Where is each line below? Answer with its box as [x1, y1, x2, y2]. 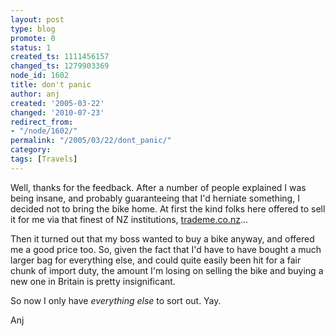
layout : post [10, 14, 65, 25]
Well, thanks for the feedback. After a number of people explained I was [10, 181, 307, 193]
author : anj [10, 89, 60, 99]
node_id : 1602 [10, 71, 70, 81]
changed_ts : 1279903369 [10, 61, 110, 71]
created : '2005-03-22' [10, 98, 105, 108]
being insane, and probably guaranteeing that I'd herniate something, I [10, 192, 300, 204]
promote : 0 [10, 33, 56, 43]
